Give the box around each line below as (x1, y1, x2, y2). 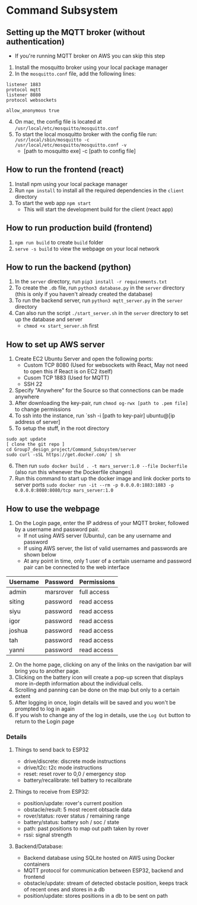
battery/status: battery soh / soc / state (23, 819, 120, 826)
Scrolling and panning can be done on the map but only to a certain (14, 686, 180, 693)
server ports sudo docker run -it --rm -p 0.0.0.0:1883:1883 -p (14, 481, 174, 488)
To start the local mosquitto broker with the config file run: (14, 131, 157, 137)
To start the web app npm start (14, 199, 91, 206)
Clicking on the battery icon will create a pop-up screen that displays (14, 674, 184, 681)
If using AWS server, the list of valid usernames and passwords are (23, 545, 188, 552)
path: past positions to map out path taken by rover (23, 825, 149, 832)
